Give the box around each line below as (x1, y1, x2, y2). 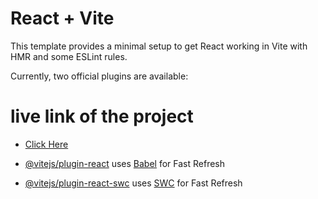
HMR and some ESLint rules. (10, 50, 128, 62)
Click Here (24, 138, 69, 150)
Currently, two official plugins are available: (10, 70, 189, 82)
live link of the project (10, 105, 194, 128)
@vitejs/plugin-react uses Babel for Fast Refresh (24, 157, 226, 169)
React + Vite (10, 7, 115, 30)
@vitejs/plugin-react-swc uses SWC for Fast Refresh (24, 177, 243, 189)
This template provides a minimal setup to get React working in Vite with (10, 40, 308, 52)
